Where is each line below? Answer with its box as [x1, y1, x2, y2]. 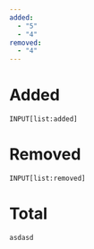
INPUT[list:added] [9, 115, 78, 124]
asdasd [9, 233, 34, 242]
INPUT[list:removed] [9, 174, 87, 183]
